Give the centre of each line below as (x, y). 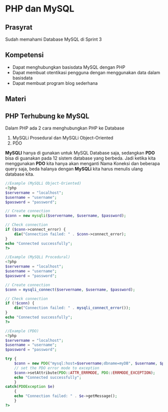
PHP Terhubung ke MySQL (47, 116)
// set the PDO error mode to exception (57, 368)
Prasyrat (19, 27)
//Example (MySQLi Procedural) (38, 257)
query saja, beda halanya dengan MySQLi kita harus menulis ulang (74, 169)
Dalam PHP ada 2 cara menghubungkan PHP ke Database (65, 128)
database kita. (20, 174)
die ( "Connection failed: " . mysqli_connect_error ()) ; (72, 308)
